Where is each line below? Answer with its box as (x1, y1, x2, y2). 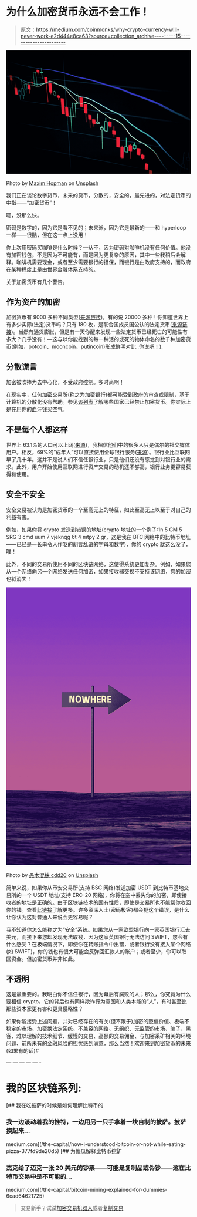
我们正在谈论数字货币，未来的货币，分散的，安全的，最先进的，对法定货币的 (6, 191, 191, 198)
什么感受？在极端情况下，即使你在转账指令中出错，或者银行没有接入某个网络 (6, 940, 191, 948)
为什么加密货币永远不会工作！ (6, 5, 151, 19)
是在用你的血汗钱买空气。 (6, 406, 68, 413)
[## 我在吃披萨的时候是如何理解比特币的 (6, 1102, 104, 1109)
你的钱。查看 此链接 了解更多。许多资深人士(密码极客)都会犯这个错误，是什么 (6, 906, 190, 913)
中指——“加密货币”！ (6, 199, 57, 206)
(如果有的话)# (6, 1047, 39, 1054)
